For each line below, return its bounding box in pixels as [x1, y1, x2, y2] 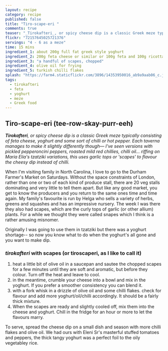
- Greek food [9, 101, 37, 106]
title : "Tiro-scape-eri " [5, 21, 59, 27]
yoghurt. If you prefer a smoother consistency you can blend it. [12, 282, 142, 288]
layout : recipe [5, 7, 37, 13]
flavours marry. [12, 314, 44, 320]
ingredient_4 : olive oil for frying [5, 63, 81, 68]
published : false [5, 17, 41, 22]
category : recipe [5, 12, 41, 17]
